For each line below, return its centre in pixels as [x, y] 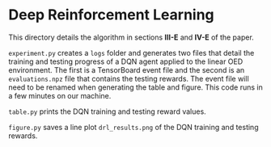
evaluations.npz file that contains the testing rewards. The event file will [129, 78]
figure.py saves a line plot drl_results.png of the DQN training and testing [133, 127]
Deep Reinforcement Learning [111, 15]
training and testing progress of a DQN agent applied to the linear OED [126, 61]
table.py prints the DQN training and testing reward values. [107, 111]
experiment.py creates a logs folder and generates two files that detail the [131, 52]
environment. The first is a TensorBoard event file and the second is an [127, 69]
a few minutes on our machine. [60, 95]
